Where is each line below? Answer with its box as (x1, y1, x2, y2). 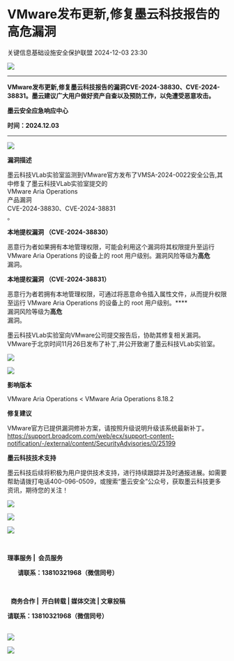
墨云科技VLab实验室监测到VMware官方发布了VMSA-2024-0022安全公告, (7, 170, 217, 179)
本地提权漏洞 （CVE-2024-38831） (7, 275, 111, 283)
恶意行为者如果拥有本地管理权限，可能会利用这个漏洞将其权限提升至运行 (7, 242, 214, 251)
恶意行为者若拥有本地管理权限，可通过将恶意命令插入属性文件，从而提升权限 (7, 289, 227, 298)
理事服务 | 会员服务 (7, 553, 63, 562)
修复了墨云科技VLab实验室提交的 (13, 179, 108, 187)
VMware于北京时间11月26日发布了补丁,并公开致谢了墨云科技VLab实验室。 (7, 340, 219, 348)
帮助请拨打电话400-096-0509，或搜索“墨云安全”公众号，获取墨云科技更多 (7, 477, 221, 486)
